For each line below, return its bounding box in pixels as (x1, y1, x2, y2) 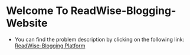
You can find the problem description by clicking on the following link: (14, 36, 185, 43)
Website (6, 16, 48, 30)
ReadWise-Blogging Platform (14, 42, 86, 49)
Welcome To (6, 4, 69, 18)
